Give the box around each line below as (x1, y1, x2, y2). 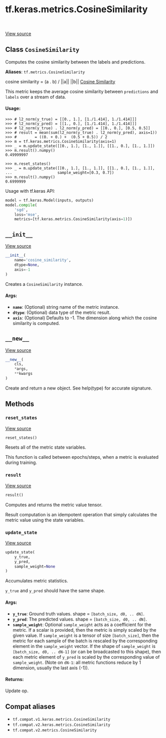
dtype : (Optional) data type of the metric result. (12, 309, 111, 315)
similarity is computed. (12, 320, 60, 326)
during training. (5, 459, 37, 466)
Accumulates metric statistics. (5, 578, 68, 584)
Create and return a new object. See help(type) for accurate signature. (5, 385, 152, 391)
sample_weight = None (14, 564, 56, 569)
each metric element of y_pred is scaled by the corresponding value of (12, 654, 160, 660)
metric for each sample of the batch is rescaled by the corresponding (12, 637, 158, 644)
